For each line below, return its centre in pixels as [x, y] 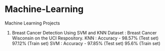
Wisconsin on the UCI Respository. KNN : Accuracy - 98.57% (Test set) [85, 38]
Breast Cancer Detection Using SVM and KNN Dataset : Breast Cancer [84, 32]
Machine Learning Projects [32, 23]
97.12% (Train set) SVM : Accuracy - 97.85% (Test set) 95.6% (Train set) [86, 43]
